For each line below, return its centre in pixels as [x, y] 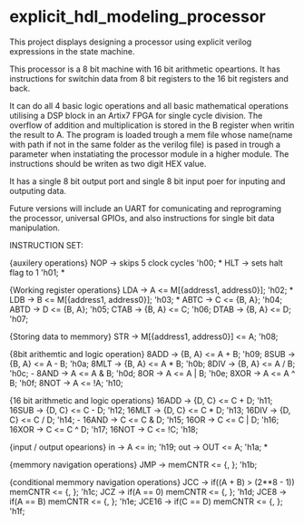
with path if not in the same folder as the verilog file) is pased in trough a [145, 144]
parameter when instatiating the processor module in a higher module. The [149, 154]
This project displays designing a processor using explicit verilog [131, 42]
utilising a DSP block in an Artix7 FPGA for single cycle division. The [136, 115]
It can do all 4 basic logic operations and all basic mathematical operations [149, 105]
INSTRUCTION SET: [46, 245]
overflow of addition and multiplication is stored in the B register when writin [152, 125]
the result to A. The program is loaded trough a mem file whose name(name [151, 134]
